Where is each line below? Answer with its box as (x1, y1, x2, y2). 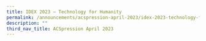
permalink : (6, 14, 34, 20)
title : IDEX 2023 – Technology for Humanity (6, 8, 122, 15)
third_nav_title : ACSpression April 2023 (6, 25, 114, 32)
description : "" (6, 20, 48, 26)
